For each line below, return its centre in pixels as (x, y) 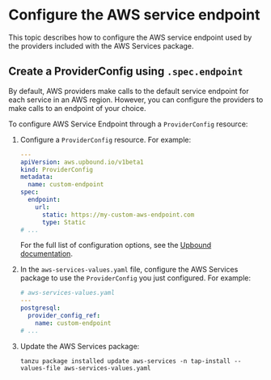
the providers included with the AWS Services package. (101, 45)
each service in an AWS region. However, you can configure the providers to (136, 100)
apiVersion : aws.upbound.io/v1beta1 (82, 162)
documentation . (46, 254)
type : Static (64, 222)
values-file (40, 368)
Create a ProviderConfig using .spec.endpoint (126, 72)
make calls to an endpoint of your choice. (77, 108)
